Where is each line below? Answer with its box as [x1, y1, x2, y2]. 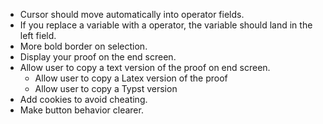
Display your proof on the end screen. [19, 51, 177, 63]
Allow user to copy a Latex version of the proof [34, 72, 228, 84]
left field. [19, 30, 57, 41]
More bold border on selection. [19, 40, 148, 52]
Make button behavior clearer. [19, 104, 144, 116]
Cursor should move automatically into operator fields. [19, 9, 245, 20]
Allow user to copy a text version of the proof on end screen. [19, 62, 271, 73]
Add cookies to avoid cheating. [19, 94, 148, 105]
